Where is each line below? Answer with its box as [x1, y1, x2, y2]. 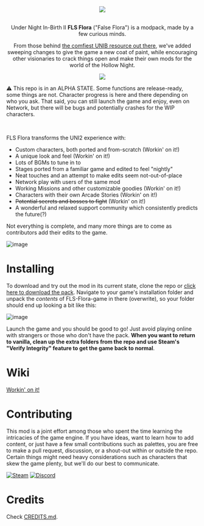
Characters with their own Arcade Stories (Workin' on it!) [15, 191, 158, 198]
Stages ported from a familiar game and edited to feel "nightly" [15, 166, 174, 172]
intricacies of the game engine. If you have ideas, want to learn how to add [6, 433, 194, 441]
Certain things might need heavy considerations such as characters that [6, 453, 188, 460]
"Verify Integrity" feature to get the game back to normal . [6, 344, 155, 352]
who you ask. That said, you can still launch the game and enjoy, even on [6, 97, 190, 105]
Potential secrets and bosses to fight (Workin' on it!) [15, 198, 146, 205]
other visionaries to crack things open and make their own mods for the [12, 55, 192, 62]
